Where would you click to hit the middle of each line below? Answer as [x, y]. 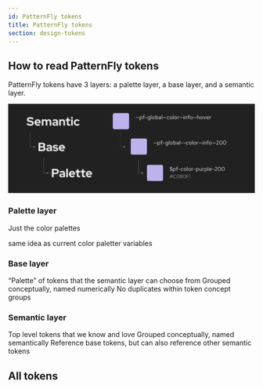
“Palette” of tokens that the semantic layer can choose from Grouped [119, 281]
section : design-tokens [47, 33]
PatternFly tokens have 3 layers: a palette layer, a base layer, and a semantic [131, 85]
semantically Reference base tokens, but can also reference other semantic [130, 343]
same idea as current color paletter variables [80, 243]
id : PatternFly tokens [45, 16]
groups [20, 297]
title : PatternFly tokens [50, 25]
